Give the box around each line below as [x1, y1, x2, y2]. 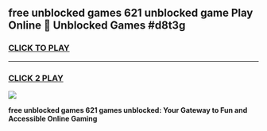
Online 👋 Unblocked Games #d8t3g [8, 19, 186, 33]
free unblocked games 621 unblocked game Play [8, 6, 253, 20]
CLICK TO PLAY [8, 43, 70, 54]
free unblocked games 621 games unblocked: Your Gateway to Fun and [8, 105, 248, 114]
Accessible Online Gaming [8, 114, 98, 123]
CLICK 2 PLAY [8, 72, 64, 83]
